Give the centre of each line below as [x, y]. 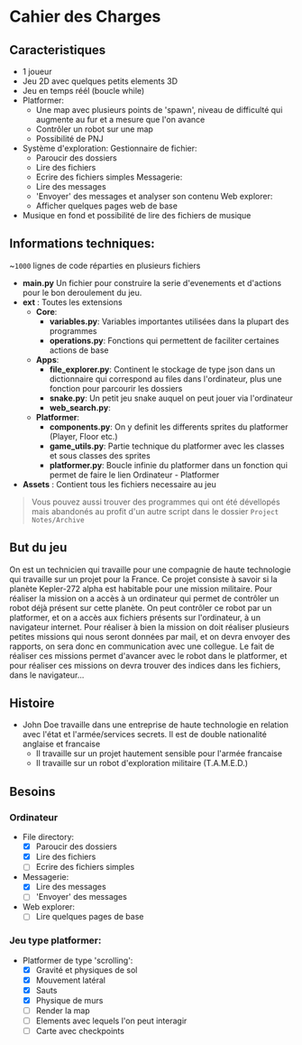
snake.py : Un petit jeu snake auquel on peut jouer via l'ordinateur [171, 398]
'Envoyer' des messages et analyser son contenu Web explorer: [154, 196]
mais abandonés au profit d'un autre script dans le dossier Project [155, 511]
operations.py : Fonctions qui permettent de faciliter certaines [164, 340]
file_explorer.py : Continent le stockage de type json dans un [162, 369]
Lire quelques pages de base [90, 917]
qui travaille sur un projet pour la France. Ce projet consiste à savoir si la [143, 578]
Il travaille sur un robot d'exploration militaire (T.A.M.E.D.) [142, 763]
